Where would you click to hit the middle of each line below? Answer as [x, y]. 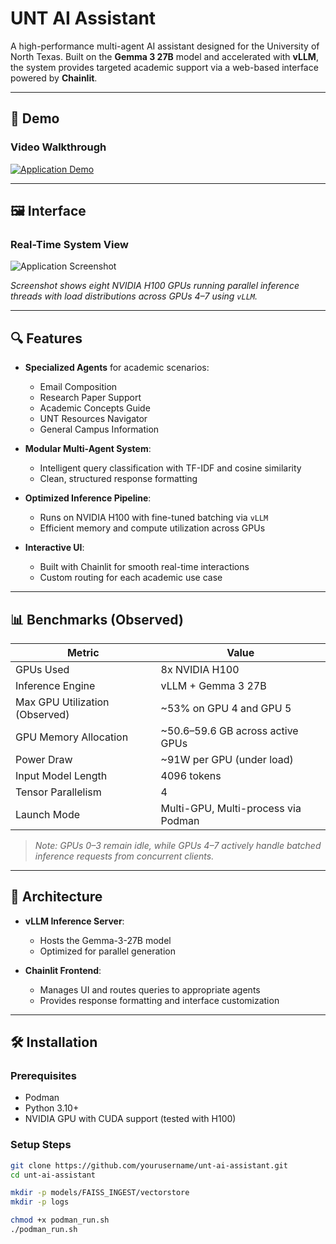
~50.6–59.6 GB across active [229, 730]
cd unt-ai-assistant [53, 1175]
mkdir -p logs [40, 1202]
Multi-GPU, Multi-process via [231, 808]
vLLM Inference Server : [74, 921]
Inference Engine [55, 685]
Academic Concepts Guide [95, 408]
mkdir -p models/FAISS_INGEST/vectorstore [100, 1193]
